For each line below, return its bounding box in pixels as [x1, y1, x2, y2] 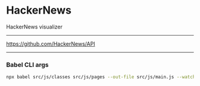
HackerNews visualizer [6, 23, 63, 30]
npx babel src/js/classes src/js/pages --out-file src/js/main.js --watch [6, 74, 196, 80]
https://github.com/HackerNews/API [6, 40, 95, 47]
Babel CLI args [6, 60, 49, 69]
